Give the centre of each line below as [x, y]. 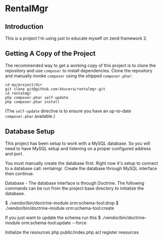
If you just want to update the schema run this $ [53, 218]
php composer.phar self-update [37, 98]
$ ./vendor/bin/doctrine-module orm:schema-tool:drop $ [62, 203]
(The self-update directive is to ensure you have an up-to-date [68, 111]
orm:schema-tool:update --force [54, 222]
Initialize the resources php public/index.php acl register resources [72, 232]
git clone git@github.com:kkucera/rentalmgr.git [55, 89]
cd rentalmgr [18, 93]
